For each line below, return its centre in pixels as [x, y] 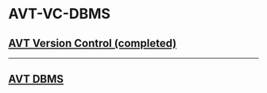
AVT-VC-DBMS [60, 14]
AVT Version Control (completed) [93, 43]
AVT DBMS [36, 79]
